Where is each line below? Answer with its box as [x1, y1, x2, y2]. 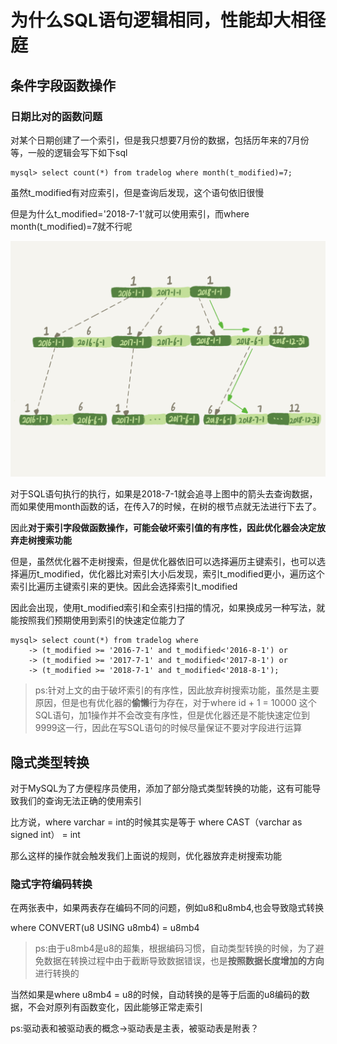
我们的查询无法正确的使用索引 [18, 795, 142, 807]
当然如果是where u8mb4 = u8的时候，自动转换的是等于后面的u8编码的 [10, 989, 302, 1001]
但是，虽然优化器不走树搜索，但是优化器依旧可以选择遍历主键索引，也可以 [10, 556, 317, 568]
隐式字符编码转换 [10, 877, 93, 891]
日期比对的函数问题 [10, 109, 103, 123]
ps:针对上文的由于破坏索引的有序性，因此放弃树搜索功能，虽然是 [34, 684, 302, 696]
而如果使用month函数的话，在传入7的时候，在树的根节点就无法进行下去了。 [10, 501, 322, 513]
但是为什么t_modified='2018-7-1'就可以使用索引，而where [10, 207, 250, 220]
